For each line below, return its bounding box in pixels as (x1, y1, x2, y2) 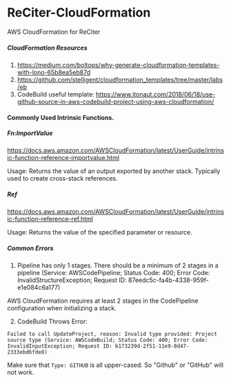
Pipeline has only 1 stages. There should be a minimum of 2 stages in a (17, 261, 219, 270)
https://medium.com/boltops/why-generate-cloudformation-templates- (17, 61, 220, 69)
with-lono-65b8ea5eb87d (17, 68, 91, 77)
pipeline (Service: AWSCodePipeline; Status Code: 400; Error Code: (17, 269, 210, 277)
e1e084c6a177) (17, 283, 61, 292)
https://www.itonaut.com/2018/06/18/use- (95, 90, 216, 98)
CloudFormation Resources (7, 43, 88, 52)
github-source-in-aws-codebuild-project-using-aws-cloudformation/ (17, 97, 214, 105)
